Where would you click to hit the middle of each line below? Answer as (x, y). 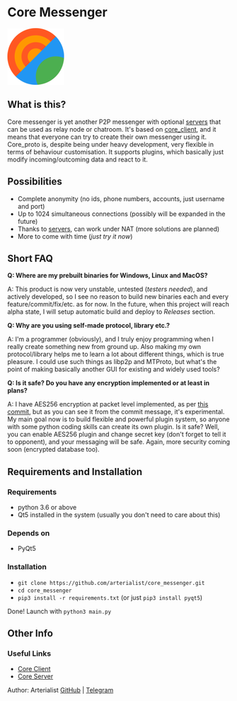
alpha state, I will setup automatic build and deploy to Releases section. (111, 312)
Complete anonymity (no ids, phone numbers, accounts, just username (121, 198)
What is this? (37, 104)
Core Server (35, 676)
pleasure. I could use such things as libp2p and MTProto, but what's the (112, 362)
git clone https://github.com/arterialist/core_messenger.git (111, 583)
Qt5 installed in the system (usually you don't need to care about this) (119, 515)
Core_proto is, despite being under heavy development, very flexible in (111, 144)
